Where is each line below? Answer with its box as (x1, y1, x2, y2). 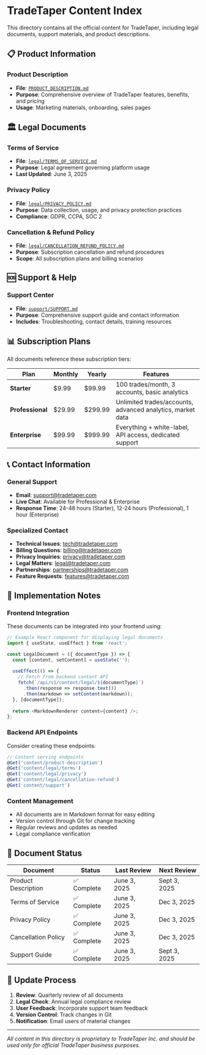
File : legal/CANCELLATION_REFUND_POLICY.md (15, 242, 125, 249)
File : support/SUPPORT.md (15, 305, 78, 312)
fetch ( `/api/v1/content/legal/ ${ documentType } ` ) (18, 679, 144, 686)
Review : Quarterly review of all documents (15, 991, 124, 999)
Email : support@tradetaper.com (15, 492, 97, 499)
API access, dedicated (116, 431, 180, 439)
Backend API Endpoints (7, 728, 78, 737)
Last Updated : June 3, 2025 (15, 171, 87, 178)
